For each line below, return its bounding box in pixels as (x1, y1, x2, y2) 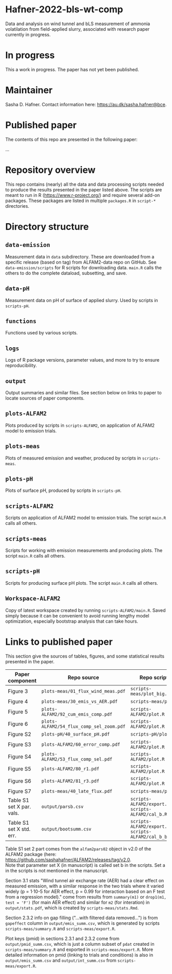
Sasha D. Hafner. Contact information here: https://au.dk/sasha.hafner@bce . (5, 101, 167, 107)
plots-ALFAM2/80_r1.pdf (41, 766, 100, 771)
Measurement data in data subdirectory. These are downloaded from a (5, 253, 155, 260)
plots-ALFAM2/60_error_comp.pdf (41, 741, 120, 747)
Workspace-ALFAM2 (5, 595, 60, 602)
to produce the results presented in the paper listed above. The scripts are (5, 186, 162, 193)
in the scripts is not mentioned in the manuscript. (5, 867, 109, 873)
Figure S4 (8, 753, 32, 760)
